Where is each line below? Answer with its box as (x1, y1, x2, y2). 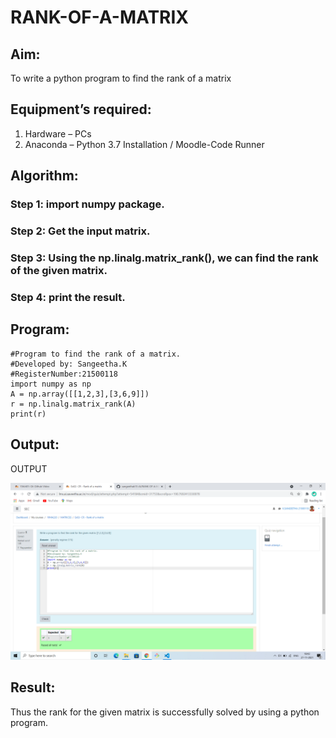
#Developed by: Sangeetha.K (10, 359, 128, 369)
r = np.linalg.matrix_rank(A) (10, 399, 137, 409)
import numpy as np (10, 379, 92, 389)
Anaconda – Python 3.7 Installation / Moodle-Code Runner (24, 138, 265, 150)
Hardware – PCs (24, 127, 92, 140)
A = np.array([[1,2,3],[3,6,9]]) (10, 389, 150, 399)
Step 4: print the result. (10, 290, 126, 304)
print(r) (10, 409, 47, 419)
